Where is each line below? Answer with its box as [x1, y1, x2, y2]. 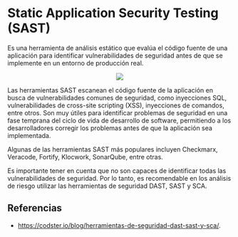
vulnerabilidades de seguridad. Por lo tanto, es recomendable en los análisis [7, 174, 232, 182]
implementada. [7, 131, 51, 139]
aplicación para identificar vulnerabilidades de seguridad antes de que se [7, 51, 223, 60]
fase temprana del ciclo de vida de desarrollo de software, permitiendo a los [7, 116, 232, 125]
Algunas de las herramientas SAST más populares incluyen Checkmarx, [7, 144, 219, 154]
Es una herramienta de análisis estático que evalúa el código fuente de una [7, 43, 228, 52]
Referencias [7, 202, 63, 214]
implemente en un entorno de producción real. [7, 58, 144, 67]
